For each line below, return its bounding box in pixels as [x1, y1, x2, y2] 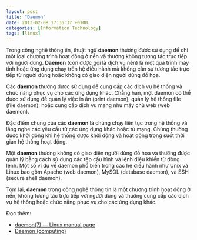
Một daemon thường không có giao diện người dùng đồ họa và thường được [6, 149, 190, 156]
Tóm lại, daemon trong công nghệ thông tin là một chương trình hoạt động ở [6, 186, 191, 193]
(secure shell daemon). [6, 175, 62, 182]
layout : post [6, 8, 38, 15]
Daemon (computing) [14, 228, 66, 235]
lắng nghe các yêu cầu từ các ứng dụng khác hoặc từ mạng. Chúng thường [6, 126, 188, 133]
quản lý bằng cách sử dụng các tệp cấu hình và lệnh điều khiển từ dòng [6, 156, 181, 163]
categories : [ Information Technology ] [6, 25, 101, 31]
